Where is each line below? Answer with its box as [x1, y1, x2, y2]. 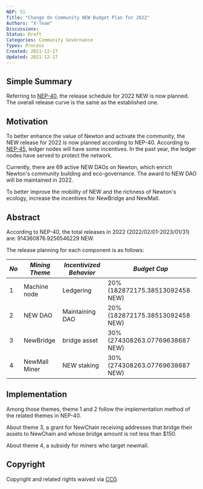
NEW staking [62, 361, 100, 370]
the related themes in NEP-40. [6, 411, 82, 419]
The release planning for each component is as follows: [6, 247, 144, 254]
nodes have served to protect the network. [6, 152, 113, 159]
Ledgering [62, 286, 92, 294]
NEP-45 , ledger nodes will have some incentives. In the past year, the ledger [6, 145, 196, 153]
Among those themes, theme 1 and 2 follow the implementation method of [6, 405, 190, 413]
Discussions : [6, 25, 39, 32]
